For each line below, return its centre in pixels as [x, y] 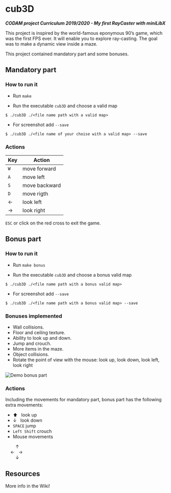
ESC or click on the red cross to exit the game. [53, 223]
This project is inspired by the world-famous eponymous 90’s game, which [84, 33]
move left [33, 177]
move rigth [35, 194]
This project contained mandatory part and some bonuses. [67, 54]
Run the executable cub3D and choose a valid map [65, 106]
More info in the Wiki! [28, 486]
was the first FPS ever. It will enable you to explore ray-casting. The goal [81, 38]
